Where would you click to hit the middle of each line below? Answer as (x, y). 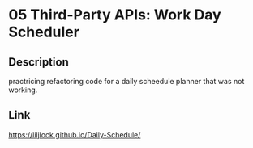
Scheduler (44, 32)
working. (23, 90)
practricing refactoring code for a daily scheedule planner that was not (126, 81)
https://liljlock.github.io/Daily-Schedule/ (75, 134)
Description (39, 62)
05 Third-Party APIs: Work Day (115, 15)
